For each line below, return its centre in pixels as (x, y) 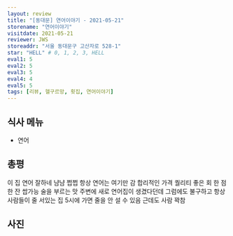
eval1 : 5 (20, 60)
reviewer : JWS (28, 40)
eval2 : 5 (20, 66)
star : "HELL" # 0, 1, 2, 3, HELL (56, 53)
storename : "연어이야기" (40, 27)
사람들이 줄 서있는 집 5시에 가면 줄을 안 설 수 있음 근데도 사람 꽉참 (97, 200)
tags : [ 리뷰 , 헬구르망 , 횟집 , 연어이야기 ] (61, 92)
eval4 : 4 (20, 79)
